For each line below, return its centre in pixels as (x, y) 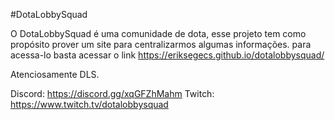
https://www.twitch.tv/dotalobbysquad (89, 104)
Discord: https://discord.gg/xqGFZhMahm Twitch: (112, 93)
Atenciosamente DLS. (55, 74)
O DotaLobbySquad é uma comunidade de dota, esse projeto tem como (158, 33)
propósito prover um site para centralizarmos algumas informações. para (161, 44)
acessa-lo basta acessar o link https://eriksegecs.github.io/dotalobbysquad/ (167, 55)
